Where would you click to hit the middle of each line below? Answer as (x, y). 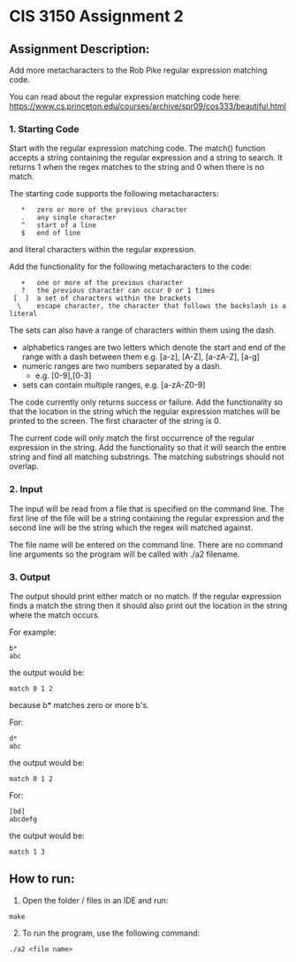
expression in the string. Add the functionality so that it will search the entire (148, 448)
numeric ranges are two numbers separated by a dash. (122, 366)
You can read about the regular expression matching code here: (125, 96)
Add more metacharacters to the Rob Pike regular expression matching (138, 70)
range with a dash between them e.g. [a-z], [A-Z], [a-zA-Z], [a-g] (141, 357)
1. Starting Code (44, 128)
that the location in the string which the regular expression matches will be (145, 412)
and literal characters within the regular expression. (102, 250)
